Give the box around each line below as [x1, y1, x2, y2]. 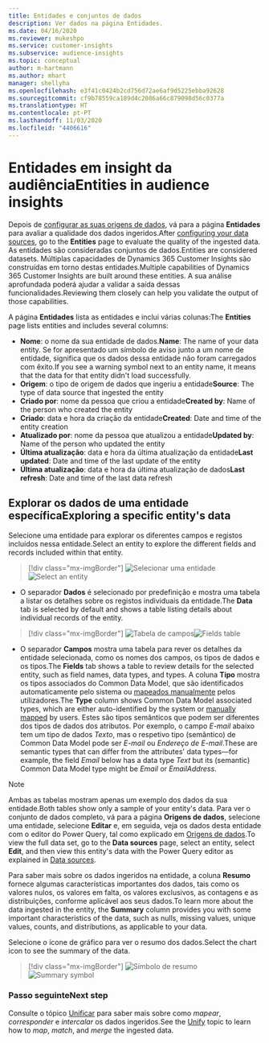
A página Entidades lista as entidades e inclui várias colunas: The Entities [8, 311, 251, 322]
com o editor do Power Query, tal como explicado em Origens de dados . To [8, 829, 255, 839]
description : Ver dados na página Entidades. [8, 19, 163, 27]
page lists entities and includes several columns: [8, 320, 169, 330]
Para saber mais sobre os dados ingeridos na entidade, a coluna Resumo [8, 870, 251, 880]
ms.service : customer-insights [8, 42, 113, 50]
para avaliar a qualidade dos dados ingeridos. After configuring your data [8, 228, 249, 237]
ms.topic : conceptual [8, 57, 81, 65]
